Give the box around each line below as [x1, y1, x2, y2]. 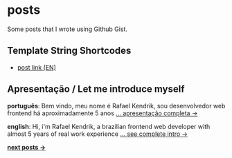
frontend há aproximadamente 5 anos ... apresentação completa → [7, 109, 198, 117]
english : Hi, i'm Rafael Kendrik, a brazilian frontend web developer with [7, 122, 211, 130]
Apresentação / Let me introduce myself [7, 83, 185, 95]
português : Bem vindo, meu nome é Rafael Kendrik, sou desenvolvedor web [7, 101, 226, 110]
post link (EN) [17, 63, 57, 71]
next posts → [7, 143, 46, 151]
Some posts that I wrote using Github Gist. [7, 25, 128, 33]
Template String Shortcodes [7, 45, 132, 57]
